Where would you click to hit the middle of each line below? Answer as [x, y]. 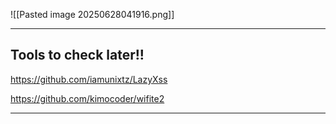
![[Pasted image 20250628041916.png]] [92, 14]
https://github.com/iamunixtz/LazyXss [89, 79]
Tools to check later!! [77, 55]
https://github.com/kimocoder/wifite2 [87, 98]
